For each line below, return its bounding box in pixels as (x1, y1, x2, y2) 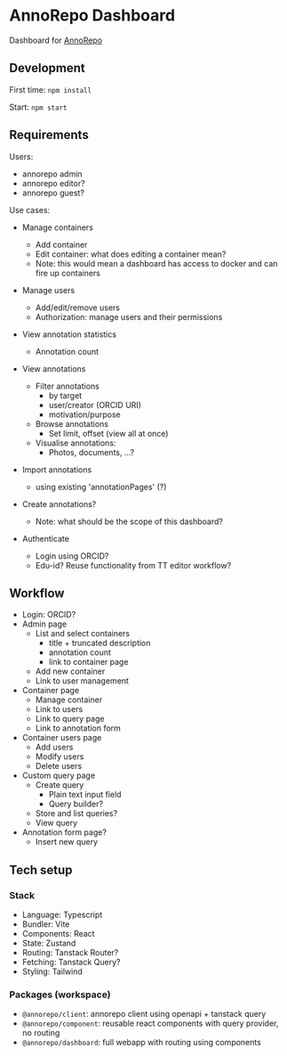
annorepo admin (21, 168, 83, 179)
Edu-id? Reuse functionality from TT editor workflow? (35, 560, 232, 570)
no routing (21, 1027, 60, 1038)
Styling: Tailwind (21, 966, 83, 977)
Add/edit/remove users (35, 302, 120, 313)
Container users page (21, 733, 102, 743)
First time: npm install (9, 84, 92, 94)
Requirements (9, 127, 89, 143)
